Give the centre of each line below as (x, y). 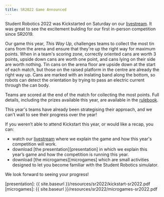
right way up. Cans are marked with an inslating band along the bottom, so (80, 74)
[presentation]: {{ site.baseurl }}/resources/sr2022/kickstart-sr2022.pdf (78, 184)
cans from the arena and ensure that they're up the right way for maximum (80, 49)
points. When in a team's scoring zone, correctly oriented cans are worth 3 (81, 54)
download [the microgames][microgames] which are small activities (81, 159)
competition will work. (35, 144)
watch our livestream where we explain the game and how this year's (82, 139)
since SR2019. (19, 34)
